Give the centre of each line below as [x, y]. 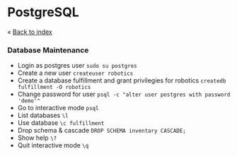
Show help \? [37, 138]
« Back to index [30, 32]
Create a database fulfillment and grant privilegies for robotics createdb [122, 80]
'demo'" [29, 101]
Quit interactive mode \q [53, 145]
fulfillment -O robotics [54, 88]
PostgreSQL [43, 12]
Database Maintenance [48, 50]
